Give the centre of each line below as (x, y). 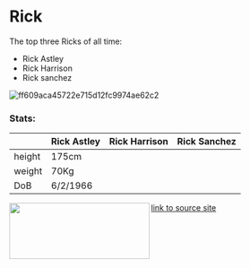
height (27, 157)
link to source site (184, 208)
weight (28, 171)
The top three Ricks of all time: (66, 41)
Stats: (22, 118)
